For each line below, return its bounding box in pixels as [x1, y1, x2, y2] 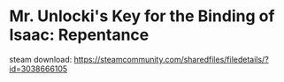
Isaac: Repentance [9, 25, 150, 45]
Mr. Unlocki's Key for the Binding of [9, 6, 275, 26]
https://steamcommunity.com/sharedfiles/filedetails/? [73, 54, 270, 64]
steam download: [9, 54, 73, 64]
